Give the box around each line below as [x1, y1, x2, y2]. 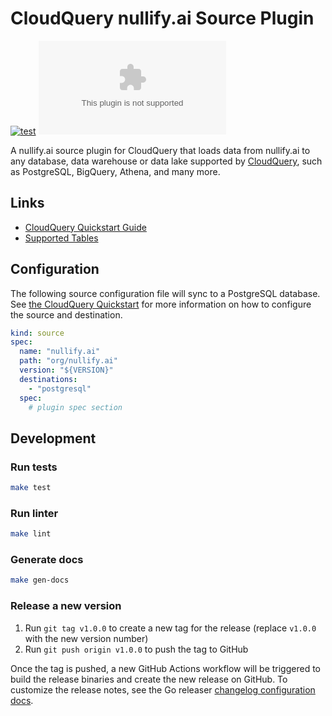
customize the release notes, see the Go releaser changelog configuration [10, 683, 316, 696]
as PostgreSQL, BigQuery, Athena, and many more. [10, 165, 221, 177]
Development [10, 430, 97, 447]
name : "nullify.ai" [19, 347, 101, 357]
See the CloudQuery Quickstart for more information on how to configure [10, 298, 312, 310]
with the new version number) [24, 632, 149, 644]
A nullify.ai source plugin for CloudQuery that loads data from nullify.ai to [10, 144, 311, 156]
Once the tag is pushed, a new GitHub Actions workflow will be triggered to [10, 662, 321, 674]
